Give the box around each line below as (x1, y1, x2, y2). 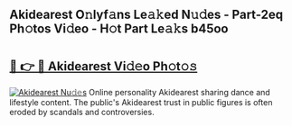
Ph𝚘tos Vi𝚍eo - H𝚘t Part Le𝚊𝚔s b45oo (9, 22, 229, 37)
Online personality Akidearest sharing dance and (89, 87, 271, 97)
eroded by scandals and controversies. (9, 107, 155, 117)
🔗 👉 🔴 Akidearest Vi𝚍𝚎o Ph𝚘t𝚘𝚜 (9, 58, 198, 74)
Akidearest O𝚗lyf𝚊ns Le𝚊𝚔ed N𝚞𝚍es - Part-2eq (9, 7, 284, 22)
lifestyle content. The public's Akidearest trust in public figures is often (9, 97, 273, 107)
